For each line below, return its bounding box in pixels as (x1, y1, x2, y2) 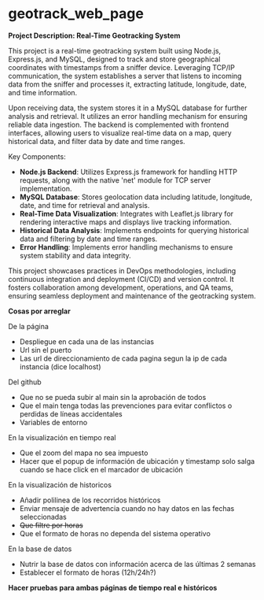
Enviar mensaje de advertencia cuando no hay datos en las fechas (19, 503, 235, 513)
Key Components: (8, 151, 66, 161)
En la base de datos (8, 544, 72, 554)
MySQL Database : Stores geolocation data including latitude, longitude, (19, 192, 253, 202)
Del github (8, 377, 42, 387)
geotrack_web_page (8, 5, 144, 23)
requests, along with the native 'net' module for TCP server (19, 175, 211, 185)
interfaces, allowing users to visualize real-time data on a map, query (8, 128, 232, 138)
